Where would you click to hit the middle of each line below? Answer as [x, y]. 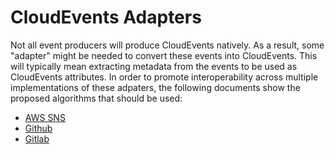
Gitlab [37, 138]
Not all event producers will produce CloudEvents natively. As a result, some [167, 45]
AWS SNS [45, 117]
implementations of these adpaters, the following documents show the [155, 87]
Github [38, 128]
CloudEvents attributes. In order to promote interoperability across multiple [164, 77]
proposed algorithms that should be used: [96, 98]
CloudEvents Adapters [106, 17]
